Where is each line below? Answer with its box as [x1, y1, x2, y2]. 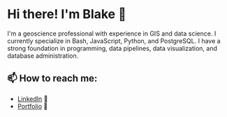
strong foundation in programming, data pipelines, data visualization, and [7, 44, 218, 52]
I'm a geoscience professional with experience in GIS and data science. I [7, 29, 217, 38]
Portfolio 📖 [17, 102, 48, 110]
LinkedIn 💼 [17, 94, 48, 103]
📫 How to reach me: [7, 72, 98, 84]
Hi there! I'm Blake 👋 [7, 6, 127, 22]
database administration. [7, 52, 79, 60]
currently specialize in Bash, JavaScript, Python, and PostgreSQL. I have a [7, 36, 221, 45]
